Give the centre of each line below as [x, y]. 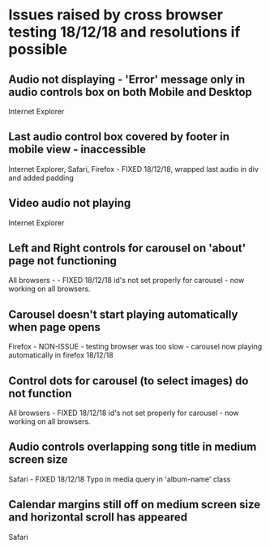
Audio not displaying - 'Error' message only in [127, 79]
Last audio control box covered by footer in [119, 137]
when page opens [55, 327]
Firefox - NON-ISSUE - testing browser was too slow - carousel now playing [135, 347]
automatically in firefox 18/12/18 [61, 355]
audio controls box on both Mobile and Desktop [131, 92]
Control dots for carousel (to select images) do [129, 381]
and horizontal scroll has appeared [98, 518]
